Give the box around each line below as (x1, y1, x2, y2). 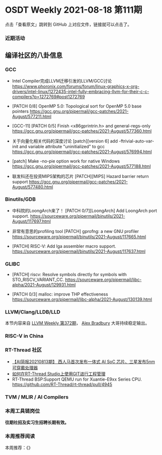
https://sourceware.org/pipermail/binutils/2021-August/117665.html (12, 234, 146, 240)
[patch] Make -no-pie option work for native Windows (12, 158, 120, 164)
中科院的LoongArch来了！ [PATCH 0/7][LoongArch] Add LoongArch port (12, 208, 157, 213)
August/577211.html (12, 113, 52, 119)
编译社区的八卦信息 (5, 52, 63, 60)
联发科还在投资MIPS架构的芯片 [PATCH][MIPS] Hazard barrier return (12, 173, 149, 179)
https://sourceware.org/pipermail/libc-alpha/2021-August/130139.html (12, 297, 152, 302)
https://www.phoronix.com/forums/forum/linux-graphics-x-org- (12, 83, 140, 89)
